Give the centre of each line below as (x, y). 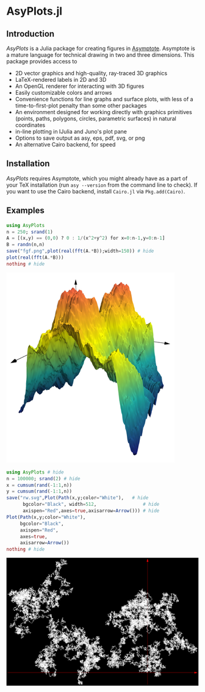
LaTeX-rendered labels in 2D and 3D (61, 80)
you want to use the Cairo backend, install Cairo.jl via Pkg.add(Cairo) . (96, 191)
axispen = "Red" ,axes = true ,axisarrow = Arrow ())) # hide (91, 511)
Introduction (31, 34)
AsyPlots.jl (34, 11)
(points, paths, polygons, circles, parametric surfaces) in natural (96, 118)
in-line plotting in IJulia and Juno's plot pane (71, 132)
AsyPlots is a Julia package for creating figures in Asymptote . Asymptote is (101, 48)
